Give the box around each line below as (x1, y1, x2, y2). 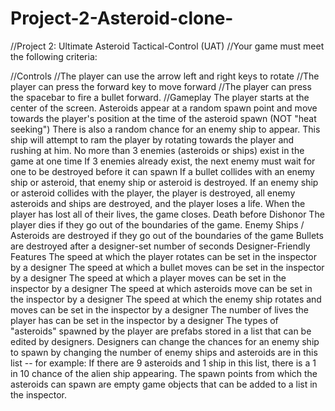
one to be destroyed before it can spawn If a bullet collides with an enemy (10, 165, 315, 177)
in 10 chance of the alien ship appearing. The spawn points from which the (10, 367, 318, 379)
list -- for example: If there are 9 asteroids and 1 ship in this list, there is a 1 (10, 357, 317, 369)
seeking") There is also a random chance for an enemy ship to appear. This (10, 123, 321, 135)
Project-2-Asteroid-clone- (10, 7, 234, 30)
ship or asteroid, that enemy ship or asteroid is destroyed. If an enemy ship (10, 176, 319, 188)
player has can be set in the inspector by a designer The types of (10, 314, 279, 326)
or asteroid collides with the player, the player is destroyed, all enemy (10, 187, 296, 199)
